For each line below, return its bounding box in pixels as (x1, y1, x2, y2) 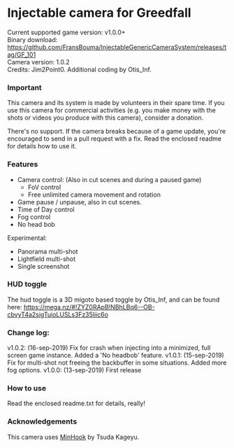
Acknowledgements (7, 416, 78, 426)
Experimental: (7, 233, 47, 242)
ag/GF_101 (7, 50, 36, 59)
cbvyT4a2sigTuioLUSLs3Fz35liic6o (7, 310, 108, 318)
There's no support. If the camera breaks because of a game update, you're (7, 127, 226, 136)
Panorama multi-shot (17, 247, 78, 255)
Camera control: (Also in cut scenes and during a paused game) (17, 175, 202, 183)
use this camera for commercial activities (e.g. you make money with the (7, 106, 217, 115)
